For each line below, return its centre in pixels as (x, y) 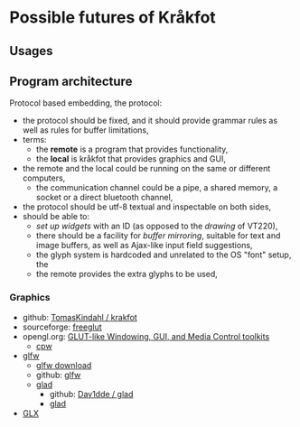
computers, (44, 178)
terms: (34, 140)
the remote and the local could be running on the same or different (146, 169)
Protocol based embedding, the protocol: (86, 103)
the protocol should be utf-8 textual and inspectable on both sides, (147, 207)
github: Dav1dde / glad (91, 394)
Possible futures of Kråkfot (113, 18)
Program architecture (71, 81)
